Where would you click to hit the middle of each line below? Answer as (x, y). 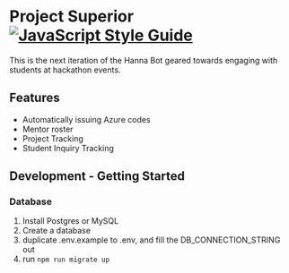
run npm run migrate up (66, 259)
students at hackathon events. (65, 70)
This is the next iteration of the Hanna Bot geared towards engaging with (144, 60)
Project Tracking (53, 138)
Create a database (57, 231)
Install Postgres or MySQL (70, 221)
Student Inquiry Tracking (68, 148)
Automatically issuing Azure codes (86, 119)
